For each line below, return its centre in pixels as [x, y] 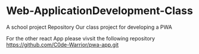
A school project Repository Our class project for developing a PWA [89, 27]
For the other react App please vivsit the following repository [81, 38]
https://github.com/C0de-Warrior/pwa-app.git [63, 45]
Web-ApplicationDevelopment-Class [100, 11]
